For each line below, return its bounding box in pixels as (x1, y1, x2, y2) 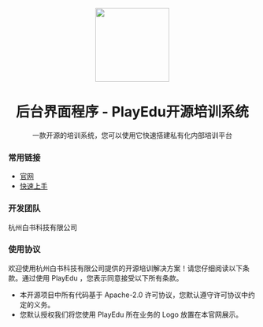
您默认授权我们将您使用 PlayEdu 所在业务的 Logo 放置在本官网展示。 (19, 310, 243, 319)
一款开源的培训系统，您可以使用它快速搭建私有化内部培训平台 (32, 130, 232, 139)
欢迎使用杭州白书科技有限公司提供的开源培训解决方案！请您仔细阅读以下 (8, 263, 243, 273)
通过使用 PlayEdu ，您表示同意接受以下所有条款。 (21, 273, 183, 283)
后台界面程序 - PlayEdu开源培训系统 (15, 103, 250, 121)
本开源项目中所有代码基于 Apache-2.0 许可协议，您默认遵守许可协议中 (19, 290, 249, 299)
